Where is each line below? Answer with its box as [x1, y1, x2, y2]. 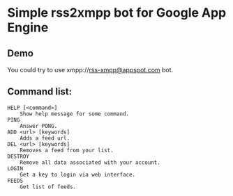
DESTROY [7, 153, 30, 160]
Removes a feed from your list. [20, 147, 114, 154]
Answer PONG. [20, 122, 58, 129]
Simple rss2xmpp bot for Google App [7, 5, 227, 21]
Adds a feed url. [20, 134, 70, 142]
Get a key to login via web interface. [20, 171, 136, 178]
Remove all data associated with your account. [20, 158, 160, 166]
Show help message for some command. [20, 110, 130, 117]
